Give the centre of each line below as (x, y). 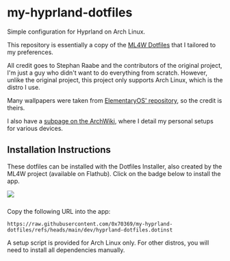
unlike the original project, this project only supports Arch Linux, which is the (115, 79)
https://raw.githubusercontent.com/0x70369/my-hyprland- (90, 224)
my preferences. (30, 52)
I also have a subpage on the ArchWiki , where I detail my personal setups (110, 121)
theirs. (16, 108)
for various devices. (35, 128)
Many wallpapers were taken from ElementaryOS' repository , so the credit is (115, 100)
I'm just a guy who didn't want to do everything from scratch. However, (107, 73)
